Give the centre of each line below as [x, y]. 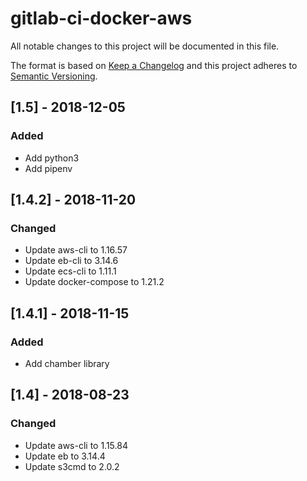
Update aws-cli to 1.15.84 [76, 445]
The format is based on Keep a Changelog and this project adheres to [154, 65]
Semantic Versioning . [54, 76]
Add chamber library [67, 363]
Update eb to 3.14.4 [65, 456]
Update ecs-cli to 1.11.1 [70, 271]
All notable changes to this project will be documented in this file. [145, 46]
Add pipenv [48, 168]
